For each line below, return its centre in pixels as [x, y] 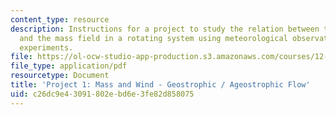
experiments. [46, 47]
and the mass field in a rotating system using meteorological [153, 38]
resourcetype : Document [60, 76]
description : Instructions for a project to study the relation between [165, 29]
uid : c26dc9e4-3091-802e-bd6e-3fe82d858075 [102, 94]
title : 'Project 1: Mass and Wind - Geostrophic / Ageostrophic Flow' [160, 85]
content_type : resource [60, 19]
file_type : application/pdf [69, 66]
